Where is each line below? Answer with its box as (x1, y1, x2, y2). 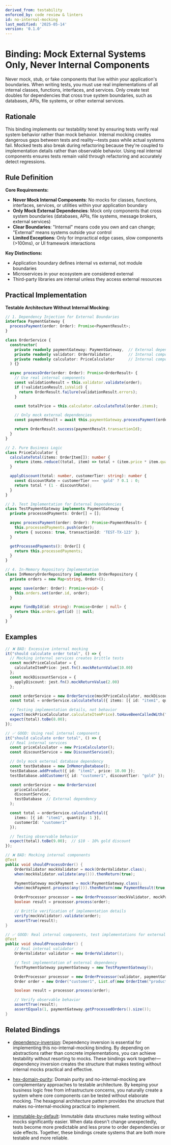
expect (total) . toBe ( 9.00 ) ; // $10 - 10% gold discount (10, 839, 131, 844)
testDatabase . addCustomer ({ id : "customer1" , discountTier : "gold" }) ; (10, 773, 165, 778)
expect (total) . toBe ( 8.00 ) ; (10, 717, 67, 722)
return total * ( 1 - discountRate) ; (14, 483, 93, 488)
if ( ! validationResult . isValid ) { (14, 384, 88, 390)
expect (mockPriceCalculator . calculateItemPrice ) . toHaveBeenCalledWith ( (10, 712, 165, 717)
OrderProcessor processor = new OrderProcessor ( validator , (14, 974, 142, 979)
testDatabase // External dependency (14, 796, 97, 802)
